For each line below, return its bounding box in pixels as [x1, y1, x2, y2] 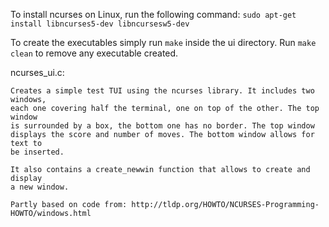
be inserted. [10, 147, 65, 157]
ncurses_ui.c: [10, 67, 65, 78]
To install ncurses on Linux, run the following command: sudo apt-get [10, 9, 297, 20]
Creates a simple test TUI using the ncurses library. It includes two [10, 86, 315, 96]
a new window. [10, 182, 70, 192]
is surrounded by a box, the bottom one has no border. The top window [10, 121, 315, 131]
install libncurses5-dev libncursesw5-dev [10, 19, 190, 29]
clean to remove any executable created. [10, 47, 179, 59]
